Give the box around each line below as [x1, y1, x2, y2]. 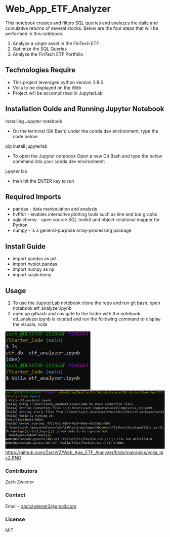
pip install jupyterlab [5, 143, 48, 149]
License [5, 516, 25, 523]
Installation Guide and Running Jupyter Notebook [5, 105, 164, 113]
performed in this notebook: [5, 30, 64, 36]
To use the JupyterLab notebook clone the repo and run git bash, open [12, 300, 160, 306]
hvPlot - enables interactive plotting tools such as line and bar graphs [12, 211, 158, 218]
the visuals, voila [12, 321, 48, 327]
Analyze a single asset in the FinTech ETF [12, 40, 100, 46]
